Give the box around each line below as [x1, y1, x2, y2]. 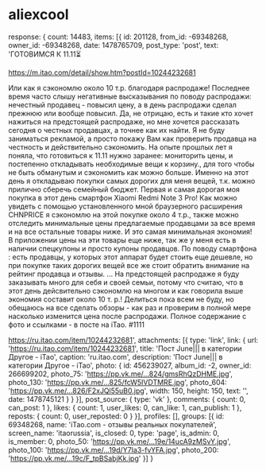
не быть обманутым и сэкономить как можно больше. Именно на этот [8, 167, 249, 177]
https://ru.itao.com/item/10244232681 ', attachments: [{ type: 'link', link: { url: [8, 335, 259, 344]
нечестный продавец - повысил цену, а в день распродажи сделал [8, 99, 237, 109]
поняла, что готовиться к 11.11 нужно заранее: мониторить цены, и [8, 150, 233, 160]
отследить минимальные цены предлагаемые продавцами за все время [8, 218, 256, 228]
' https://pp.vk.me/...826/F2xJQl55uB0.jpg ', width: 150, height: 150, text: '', [8, 386, 249, 395]
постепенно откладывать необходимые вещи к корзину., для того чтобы [8, 159, 255, 169]
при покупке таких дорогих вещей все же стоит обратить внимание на [8, 260, 250, 270]
